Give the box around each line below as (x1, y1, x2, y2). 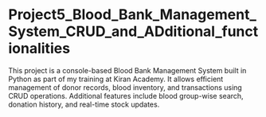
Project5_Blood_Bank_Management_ (8, 6, 256, 24)
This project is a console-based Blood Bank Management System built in (8, 65, 247, 75)
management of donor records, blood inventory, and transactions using (8, 82, 243, 92)
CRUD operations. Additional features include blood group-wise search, (8, 91, 244, 100)
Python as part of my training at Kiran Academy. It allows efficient (8, 74, 224, 84)
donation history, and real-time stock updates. (8, 99, 160, 109)
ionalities (8, 40, 70, 57)
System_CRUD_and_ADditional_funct (8, 22, 259, 41)
